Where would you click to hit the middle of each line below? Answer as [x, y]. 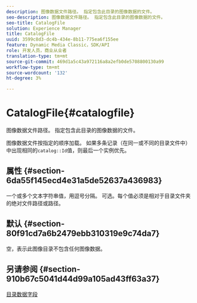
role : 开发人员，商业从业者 [36, 51]
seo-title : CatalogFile [36, 23]
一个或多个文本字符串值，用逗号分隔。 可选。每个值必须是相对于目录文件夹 [98, 196]
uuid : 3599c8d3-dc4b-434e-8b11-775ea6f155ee [62, 39]
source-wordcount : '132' [37, 73]
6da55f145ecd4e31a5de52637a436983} [84, 180]
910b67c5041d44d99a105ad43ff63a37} [83, 279]
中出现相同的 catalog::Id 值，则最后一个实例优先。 [68, 150]
